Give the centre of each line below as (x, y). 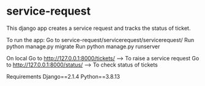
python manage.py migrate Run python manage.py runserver (83, 46)
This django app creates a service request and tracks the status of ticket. (99, 28)
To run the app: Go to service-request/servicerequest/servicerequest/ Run (100, 40)
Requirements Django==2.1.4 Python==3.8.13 (63, 76)
